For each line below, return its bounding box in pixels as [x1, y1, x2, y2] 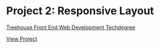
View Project [6, 35, 38, 42]
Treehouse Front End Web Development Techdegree [6, 24, 136, 31]
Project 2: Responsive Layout [6, 4, 154, 18]
